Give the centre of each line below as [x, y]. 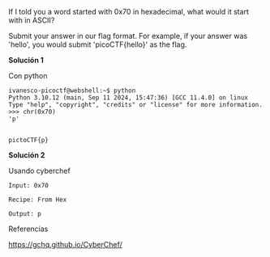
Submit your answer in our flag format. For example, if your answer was [128, 36]
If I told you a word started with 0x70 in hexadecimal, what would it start [129, 12]
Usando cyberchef [39, 171]
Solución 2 [27, 155]
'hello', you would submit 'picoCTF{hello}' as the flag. [98, 44]
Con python [28, 76]
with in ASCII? [32, 20]
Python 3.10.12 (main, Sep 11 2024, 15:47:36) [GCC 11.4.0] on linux [129, 98]
